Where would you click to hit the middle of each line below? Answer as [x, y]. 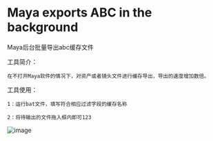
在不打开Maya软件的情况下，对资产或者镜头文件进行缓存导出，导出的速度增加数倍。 [108, 76]
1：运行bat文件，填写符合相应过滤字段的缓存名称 [67, 104]
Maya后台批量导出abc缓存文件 [51, 47]
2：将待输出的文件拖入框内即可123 [49, 117]
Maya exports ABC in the [80, 13]
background [43, 27]
